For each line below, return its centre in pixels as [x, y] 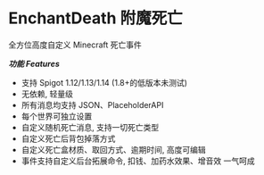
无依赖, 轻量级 [47, 94]
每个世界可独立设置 [57, 116]
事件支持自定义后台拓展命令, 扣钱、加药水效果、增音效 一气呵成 [138, 161]
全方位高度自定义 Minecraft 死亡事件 [75, 45]
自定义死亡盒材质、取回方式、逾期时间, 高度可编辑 [113, 149]
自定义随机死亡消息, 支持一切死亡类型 [90, 127]
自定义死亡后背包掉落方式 [68, 138]
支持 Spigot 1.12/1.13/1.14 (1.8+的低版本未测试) [104, 82]
